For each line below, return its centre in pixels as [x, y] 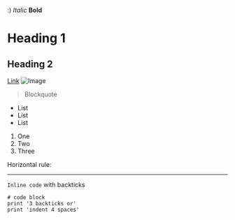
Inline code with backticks [46, 185]
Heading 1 [37, 38]
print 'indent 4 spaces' [43, 210]
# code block [26, 198]
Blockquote [41, 94]
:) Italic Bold [25, 10]
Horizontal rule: [29, 164]
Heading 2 [30, 64]
